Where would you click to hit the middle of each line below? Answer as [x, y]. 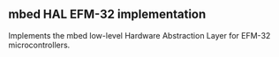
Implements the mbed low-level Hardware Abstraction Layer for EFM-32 [139, 35]
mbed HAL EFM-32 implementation [107, 14]
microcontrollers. [39, 45]
